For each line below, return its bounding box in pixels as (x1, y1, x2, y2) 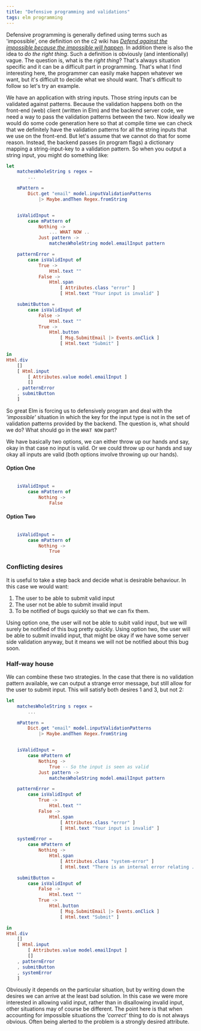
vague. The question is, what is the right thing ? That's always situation (6, 57, 181, 64)
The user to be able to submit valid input (14, 594, 115, 602)
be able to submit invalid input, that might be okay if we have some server (6, 632, 189, 639)
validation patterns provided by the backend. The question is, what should (6, 420, 190, 427)
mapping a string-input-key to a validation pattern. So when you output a (6, 145, 187, 152)
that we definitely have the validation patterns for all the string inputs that (6, 126, 187, 133)
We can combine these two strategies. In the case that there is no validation (6, 673, 194, 681)
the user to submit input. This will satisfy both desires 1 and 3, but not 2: (6, 686, 184, 693)
